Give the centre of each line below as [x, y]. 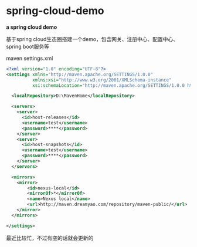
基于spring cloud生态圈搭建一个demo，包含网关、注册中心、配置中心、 [92, 39]
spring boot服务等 [28, 46]
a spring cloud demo [32, 27]
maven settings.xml [30, 58]
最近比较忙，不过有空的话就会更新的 [50, 238]
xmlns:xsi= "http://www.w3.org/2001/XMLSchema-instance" [102, 80]
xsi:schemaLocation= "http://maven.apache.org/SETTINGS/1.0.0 [108, 85]
